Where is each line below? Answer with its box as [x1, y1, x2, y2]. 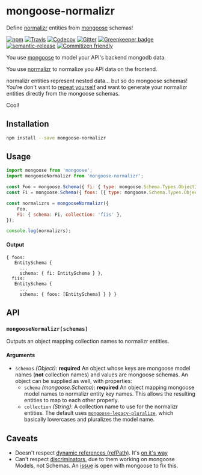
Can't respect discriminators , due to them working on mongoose [14, 456, 176, 463]
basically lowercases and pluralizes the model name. [23, 416, 155, 423]
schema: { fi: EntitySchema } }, [19, 270, 103, 276]
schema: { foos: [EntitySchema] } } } [19, 291, 117, 297]
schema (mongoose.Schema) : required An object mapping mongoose [23, 384, 195, 391]
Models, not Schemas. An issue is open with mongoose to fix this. [14, 462, 179, 470]
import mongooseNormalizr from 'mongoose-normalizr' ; [6, 173, 144, 179]
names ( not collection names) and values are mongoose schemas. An [14, 371, 188, 378]
